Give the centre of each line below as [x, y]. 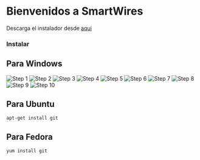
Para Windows [34, 64]
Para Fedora [29, 136]
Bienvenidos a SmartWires [75, 11]
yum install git [27, 151]
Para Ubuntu [30, 104]
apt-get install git [33, 118]
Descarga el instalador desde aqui [49, 28]
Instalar [18, 44]
